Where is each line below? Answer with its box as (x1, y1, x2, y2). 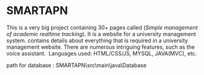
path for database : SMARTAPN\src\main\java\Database (6, 62, 147, 69)
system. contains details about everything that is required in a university (6, 37, 188, 44)
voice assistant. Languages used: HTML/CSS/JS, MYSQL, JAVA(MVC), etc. (6, 49, 197, 57)
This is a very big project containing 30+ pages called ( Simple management (6, 24, 198, 31)
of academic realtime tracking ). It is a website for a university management (6, 30, 196, 37)
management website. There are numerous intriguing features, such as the (6, 43, 195, 51)
